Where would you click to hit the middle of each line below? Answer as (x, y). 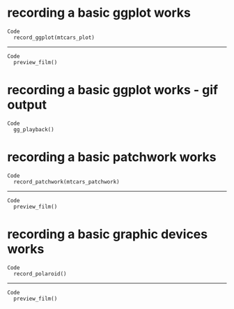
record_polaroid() (40, 273)
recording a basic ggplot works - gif (113, 90)
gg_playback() (34, 129)
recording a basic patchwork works (112, 157)
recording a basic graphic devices (107, 234)
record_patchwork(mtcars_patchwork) (67, 182)
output (27, 105)
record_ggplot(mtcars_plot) (54, 37)
